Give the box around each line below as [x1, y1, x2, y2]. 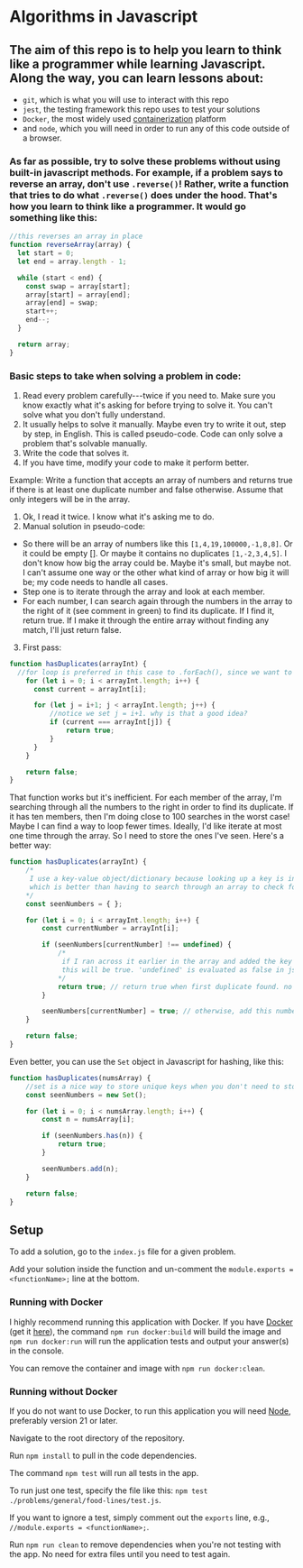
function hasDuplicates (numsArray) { [9, 1073, 151, 1083]
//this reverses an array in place [9, 232, 143, 241]
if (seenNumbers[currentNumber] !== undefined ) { [41, 940, 232, 949]
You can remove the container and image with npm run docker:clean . [9, 1362, 266, 1373]
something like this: [9, 211, 97, 224]
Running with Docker [9, 1296, 104, 1308]
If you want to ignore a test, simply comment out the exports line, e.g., [9, 1512, 271, 1523]
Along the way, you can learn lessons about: [9, 70, 264, 86]
